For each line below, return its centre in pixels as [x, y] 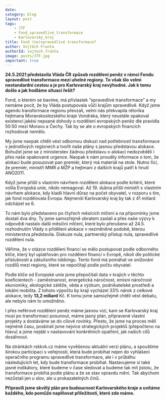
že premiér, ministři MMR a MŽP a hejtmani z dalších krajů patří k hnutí [77, 168]
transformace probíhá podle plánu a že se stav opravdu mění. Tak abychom [82, 373]
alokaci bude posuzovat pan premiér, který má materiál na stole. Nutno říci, [82, 162]
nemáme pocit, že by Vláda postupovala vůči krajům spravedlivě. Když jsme [83, 105]
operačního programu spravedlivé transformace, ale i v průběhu [70, 357]
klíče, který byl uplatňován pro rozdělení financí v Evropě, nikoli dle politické [83, 255]
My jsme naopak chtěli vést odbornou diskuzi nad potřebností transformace [83, 141]
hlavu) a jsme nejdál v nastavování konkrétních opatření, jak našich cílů [78, 332]
